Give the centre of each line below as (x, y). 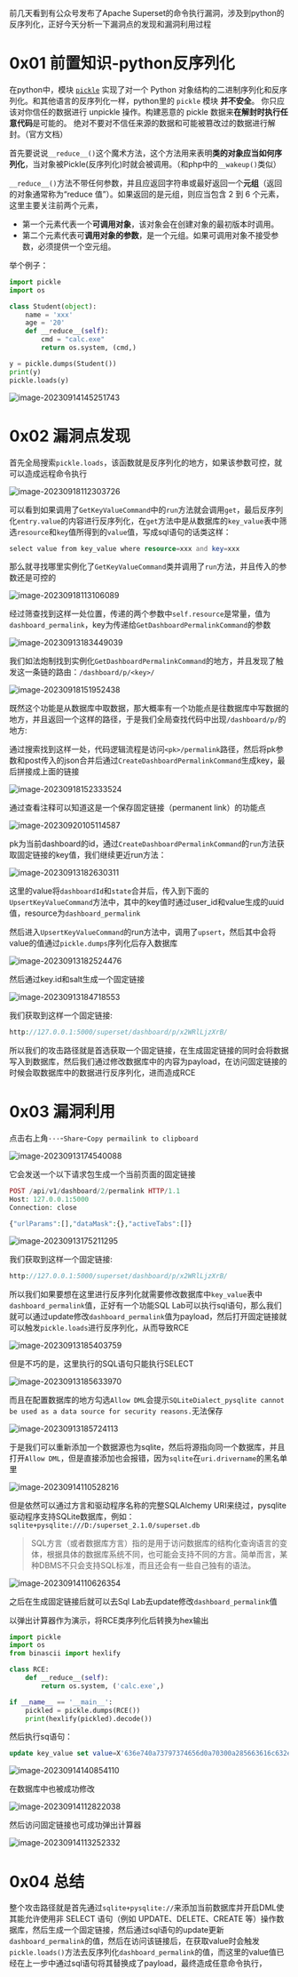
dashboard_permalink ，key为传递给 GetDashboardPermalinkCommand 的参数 (140, 625)
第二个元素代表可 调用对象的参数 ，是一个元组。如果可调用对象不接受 (146, 235)
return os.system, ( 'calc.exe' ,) (103, 1686)
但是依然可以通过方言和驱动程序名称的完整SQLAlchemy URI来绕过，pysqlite (148, 1505)
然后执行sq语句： (41, 1737)
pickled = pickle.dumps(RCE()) (83, 1710)
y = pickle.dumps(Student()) (63, 364)
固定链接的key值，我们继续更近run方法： (91, 855)
